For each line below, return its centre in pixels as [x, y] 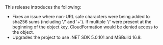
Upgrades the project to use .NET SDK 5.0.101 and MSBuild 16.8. [77, 37]
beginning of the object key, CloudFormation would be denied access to [85, 27]
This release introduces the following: [43, 7]
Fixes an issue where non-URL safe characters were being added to [81, 16]
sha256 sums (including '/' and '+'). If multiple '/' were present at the [82, 22]
